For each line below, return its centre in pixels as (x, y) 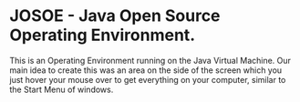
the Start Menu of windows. (62, 89)
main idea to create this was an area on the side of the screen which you (146, 70)
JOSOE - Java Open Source (115, 16)
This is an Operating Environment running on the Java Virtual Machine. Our (150, 60)
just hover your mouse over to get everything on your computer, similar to (148, 79)
